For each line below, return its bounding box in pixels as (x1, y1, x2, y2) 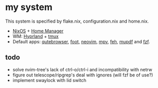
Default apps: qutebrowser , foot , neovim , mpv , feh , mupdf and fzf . (12, 38, 150, 44)
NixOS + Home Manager (12, 28, 64, 34)
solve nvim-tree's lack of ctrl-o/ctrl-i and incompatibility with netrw (12, 66, 152, 72)
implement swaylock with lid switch (12, 77, 87, 83)
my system (5, 2, 52, 13)
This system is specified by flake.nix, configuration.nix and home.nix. (5, 18, 149, 24)
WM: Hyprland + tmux (12, 33, 59, 39)
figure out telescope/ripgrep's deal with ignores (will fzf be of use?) (12, 72, 153, 78)
